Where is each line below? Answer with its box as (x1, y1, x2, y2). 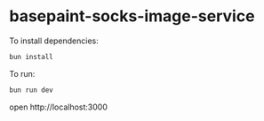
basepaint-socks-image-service (9, 6, 255, 26)
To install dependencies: (9, 35, 100, 46)
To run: (9, 68, 36, 79)
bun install (9, 52, 53, 61)
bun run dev (9, 86, 53, 95)
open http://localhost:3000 (9, 102, 108, 112)
